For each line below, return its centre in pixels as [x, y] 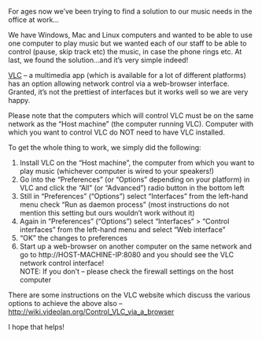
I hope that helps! [37, 327]
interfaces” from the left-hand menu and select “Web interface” [122, 230]
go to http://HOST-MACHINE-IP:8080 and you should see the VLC [127, 254]
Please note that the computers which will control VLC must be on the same [131, 116]
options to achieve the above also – [65, 303]
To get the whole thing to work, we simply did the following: [105, 147]
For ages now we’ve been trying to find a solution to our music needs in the [130, 11]
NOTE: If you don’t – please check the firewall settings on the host [127, 271]
